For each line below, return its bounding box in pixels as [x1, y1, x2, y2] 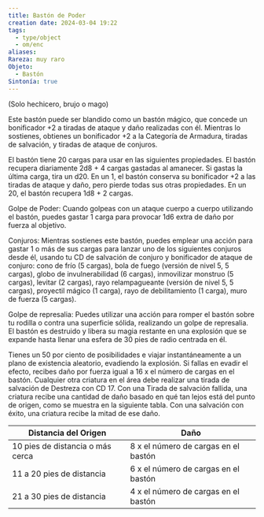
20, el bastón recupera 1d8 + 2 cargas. [8, 188, 134, 198]
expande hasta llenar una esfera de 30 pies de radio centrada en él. [8, 334, 228, 344]
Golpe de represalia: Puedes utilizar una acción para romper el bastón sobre [8, 309, 255, 319]
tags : [8, 26, 26, 34]
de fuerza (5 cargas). [8, 294, 77, 303]
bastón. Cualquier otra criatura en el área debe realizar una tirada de [8, 375, 230, 385]
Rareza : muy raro [8, 56, 65, 64]
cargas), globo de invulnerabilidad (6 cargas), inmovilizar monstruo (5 [8, 269, 234, 278]
